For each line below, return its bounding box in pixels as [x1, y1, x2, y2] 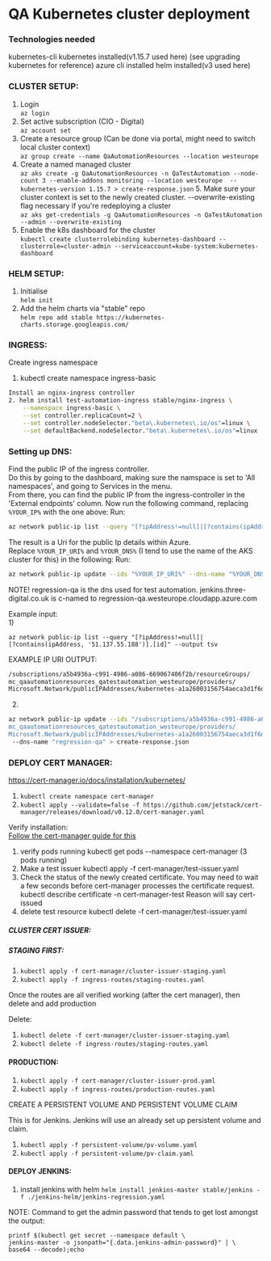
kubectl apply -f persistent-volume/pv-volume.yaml [19, 1141, 198, 1149]
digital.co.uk [8, 593, 50, 603]
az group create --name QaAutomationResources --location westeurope [19, 152, 260, 160]
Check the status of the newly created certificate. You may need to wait [19, 872, 259, 882]
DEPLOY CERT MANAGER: [8, 757, 113, 768]
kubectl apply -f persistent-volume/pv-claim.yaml [19, 1149, 194, 1158]
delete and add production [8, 999, 97, 1009]
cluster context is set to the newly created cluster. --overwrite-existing [19, 192, 256, 202]
